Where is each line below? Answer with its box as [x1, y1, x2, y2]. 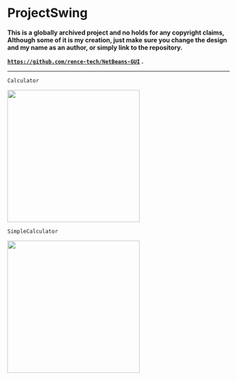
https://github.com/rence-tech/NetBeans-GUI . [7, 56, 144, 65]
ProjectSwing [7, 5, 88, 21]
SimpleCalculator [7, 228, 59, 235]
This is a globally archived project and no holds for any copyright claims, [7, 28, 224, 37]
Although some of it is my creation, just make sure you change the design [7, 35, 228, 44]
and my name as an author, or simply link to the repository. [7, 43, 183, 51]
